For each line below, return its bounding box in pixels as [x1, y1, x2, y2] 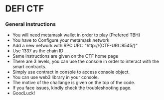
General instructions [5, 21, 56, 28]
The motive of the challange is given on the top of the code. [12, 80, 136, 86]
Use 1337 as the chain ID [12, 48, 64, 54]
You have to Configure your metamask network [12, 37, 110, 43]
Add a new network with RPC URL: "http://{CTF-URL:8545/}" [12, 43, 138, 49]
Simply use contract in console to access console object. [12, 69, 130, 75]
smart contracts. [12, 64, 46, 70]
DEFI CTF [5, 3, 44, 14]
